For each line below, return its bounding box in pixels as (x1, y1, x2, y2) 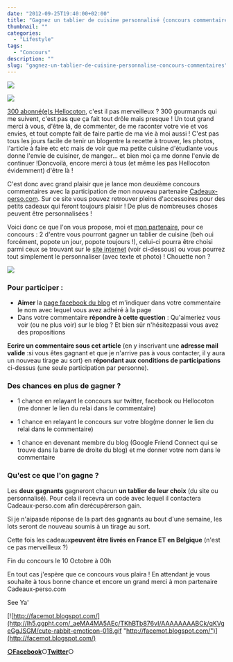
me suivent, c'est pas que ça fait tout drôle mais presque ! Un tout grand (7, 114, 214, 122)
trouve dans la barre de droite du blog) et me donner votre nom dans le (17, 446, 221, 454)
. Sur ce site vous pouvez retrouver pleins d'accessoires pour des (37, 194, 225, 202)
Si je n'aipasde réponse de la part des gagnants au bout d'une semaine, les (7, 515, 223, 523)
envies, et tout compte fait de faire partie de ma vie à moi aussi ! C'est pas (7, 129, 220, 138)
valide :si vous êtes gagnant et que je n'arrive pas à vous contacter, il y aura (7, 348, 225, 357)
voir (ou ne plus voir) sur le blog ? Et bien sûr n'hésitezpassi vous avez (17, 321, 219, 329)
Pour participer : (7, 282, 64, 292)
